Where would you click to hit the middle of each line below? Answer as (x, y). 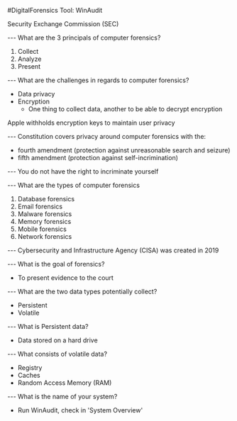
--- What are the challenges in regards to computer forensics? (98, 80)
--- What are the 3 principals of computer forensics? (84, 38)
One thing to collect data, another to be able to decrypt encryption (125, 109)
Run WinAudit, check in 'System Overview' (80, 410)
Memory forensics (44, 221)
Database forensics (46, 199)
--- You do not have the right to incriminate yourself (83, 172)
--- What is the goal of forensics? (56, 264)
